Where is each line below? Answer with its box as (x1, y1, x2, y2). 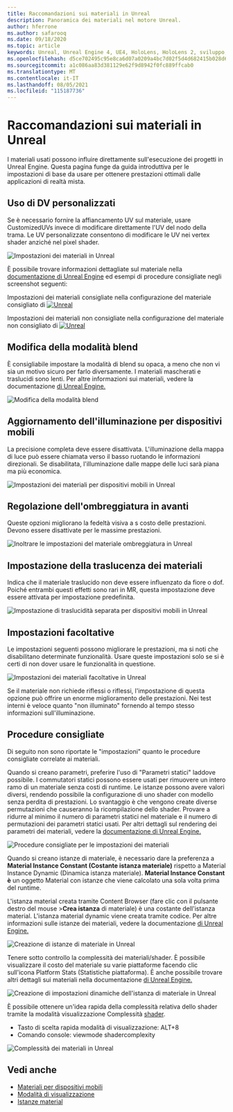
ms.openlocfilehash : (7, 56, 67, 62)
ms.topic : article (7, 42, 60, 49)
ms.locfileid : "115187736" (7, 87, 85, 94)
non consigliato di (7, 321, 58, 330)
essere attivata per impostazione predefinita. (7, 593, 135, 601)
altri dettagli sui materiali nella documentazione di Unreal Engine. (7, 975, 193, 984)
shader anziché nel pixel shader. (7, 237, 100, 246)
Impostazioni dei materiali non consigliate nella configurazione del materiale (7, 314, 224, 322)
